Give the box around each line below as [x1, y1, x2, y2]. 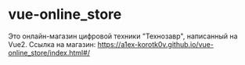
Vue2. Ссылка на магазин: [8, 39, 96, 49]
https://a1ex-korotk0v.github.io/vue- [97, 39, 214, 49]
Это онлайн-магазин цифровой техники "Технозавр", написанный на [8, 31, 238, 41]
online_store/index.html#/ [8, 48, 90, 57]
